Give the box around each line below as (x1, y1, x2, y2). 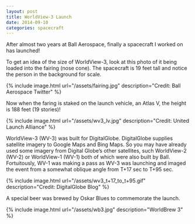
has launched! (6, 47, 40, 54)
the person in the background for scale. (6, 71, 101, 78)
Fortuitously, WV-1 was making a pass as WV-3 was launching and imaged (6, 160, 186, 167)
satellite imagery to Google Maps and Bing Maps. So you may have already (6, 141, 187, 148)
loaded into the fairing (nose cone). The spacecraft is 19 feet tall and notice (6, 65, 187, 72)
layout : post (6, 8, 38, 15)
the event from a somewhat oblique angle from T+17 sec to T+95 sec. (6, 166, 174, 173)
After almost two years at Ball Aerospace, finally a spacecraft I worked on (6, 41, 183, 48)
